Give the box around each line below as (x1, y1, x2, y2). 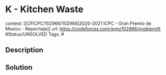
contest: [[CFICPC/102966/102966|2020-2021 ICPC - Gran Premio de (5, 20, 152, 26)
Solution (5, 63, 33, 71)
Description (5, 46, 43, 54)
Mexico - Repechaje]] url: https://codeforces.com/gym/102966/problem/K (5, 25, 161, 31)
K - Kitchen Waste (5, 4, 84, 15)
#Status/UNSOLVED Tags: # (5, 31, 65, 37)
